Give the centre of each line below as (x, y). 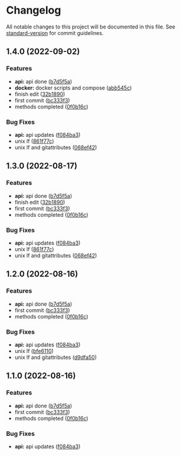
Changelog (34, 10)
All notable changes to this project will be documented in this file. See (91, 27)
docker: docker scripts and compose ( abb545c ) (73, 88)
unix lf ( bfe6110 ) (34, 351)
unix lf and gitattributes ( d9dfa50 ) (56, 357)
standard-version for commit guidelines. (55, 33)
